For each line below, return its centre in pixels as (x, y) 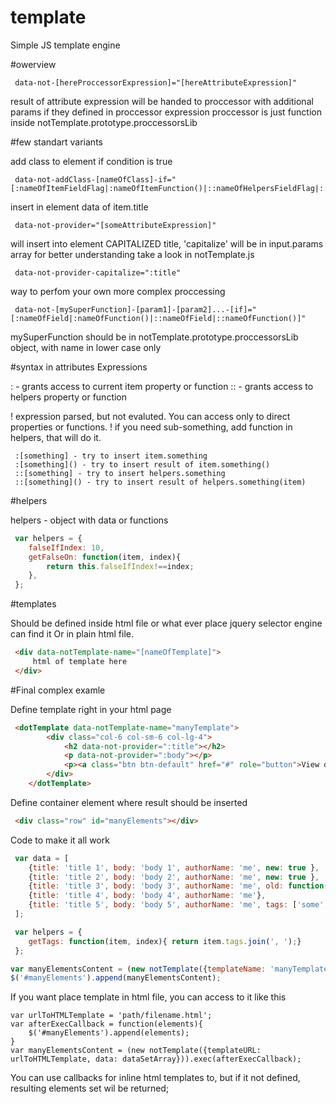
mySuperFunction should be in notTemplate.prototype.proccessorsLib (154, 337)
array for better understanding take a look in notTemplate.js (132, 254)
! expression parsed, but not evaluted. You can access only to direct (150, 416)
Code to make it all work (60, 840)
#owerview (33, 64)
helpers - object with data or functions (89, 520)
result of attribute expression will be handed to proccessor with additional (162, 101)
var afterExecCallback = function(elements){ (106, 1024)
